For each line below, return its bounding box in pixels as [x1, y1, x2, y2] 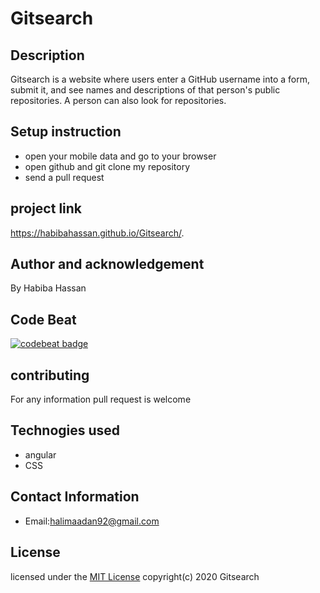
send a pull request [24, 171, 105, 183]
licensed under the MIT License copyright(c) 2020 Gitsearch [10, 570, 260, 582]
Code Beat [10, 311, 77, 328]
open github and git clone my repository [24, 160, 191, 172]
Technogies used [10, 422, 121, 439]
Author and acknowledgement [10, 256, 205, 273]
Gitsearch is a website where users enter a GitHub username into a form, [10, 73, 310, 85]
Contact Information [10, 488, 140, 506]
